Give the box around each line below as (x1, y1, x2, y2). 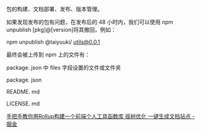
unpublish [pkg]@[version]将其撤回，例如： (6, 26, 117, 33)
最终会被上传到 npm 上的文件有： (6, 51, 90, 58)
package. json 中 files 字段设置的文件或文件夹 (6, 64, 121, 71)
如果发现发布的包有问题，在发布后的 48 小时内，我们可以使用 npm (6, 18, 174, 26)
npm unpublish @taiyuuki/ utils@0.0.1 (6, 39, 101, 45)
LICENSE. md (6, 100, 40, 107)
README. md (6, 88, 40, 95)
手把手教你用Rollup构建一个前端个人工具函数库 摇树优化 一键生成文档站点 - (6, 113, 196, 120)
